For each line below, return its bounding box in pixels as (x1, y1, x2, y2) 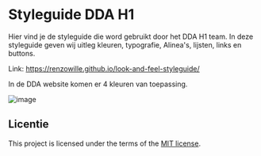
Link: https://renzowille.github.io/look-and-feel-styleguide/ (8, 63, 200, 73)
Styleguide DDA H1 (8, 6, 135, 24)
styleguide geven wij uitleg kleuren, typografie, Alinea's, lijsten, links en (8, 40, 242, 49)
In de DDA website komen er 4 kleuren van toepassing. (8, 79, 188, 89)
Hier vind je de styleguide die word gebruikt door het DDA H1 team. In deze (8, 32, 254, 41)
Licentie (8, 117, 49, 131)
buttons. (8, 48, 36, 58)
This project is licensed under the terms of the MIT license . (8, 139, 201, 148)
